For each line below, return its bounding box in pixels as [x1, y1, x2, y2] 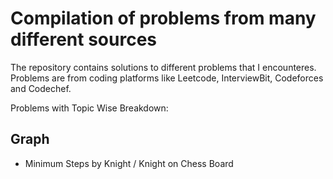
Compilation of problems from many [10, 7, 317, 30]
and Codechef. [10, 82, 72, 94]
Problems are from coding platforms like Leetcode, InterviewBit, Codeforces [10, 72, 324, 84]
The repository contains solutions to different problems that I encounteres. [10, 61, 317, 73]
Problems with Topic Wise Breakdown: [10, 102, 169, 114]
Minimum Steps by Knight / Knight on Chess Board [24, 157, 234, 169]
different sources [10, 28, 157, 51]
